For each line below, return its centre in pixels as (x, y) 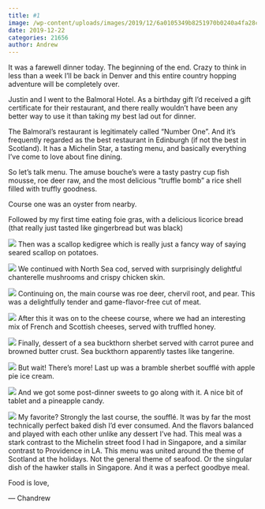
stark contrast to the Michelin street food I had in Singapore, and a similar (127, 443)
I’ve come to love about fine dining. (65, 157)
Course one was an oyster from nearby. (73, 204)
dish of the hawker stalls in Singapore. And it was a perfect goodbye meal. (129, 468)
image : (19, 23)
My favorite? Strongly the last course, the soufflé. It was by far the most (134, 417)
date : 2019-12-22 (37, 30)
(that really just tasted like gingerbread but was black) (96, 228)
